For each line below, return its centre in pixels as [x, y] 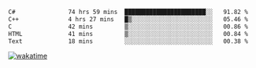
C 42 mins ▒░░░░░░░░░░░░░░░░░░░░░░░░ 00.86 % [128, 27]
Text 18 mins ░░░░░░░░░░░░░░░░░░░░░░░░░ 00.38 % [128, 41]
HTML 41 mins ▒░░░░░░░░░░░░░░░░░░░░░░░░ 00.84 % [128, 34]
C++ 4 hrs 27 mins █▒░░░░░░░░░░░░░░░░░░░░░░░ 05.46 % [128, 19]
